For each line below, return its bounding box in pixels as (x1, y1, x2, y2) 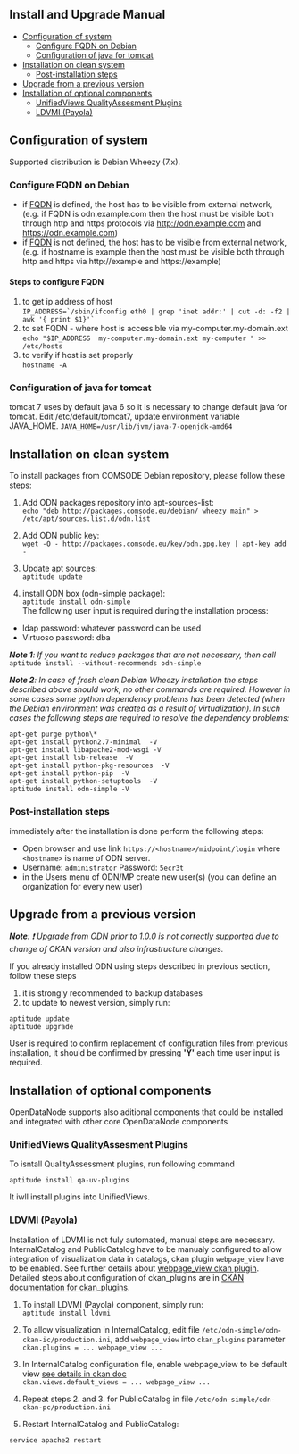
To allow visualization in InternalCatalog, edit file (21, 1324, 200, 1334)
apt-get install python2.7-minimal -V (9, 738, 158, 747)
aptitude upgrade (9, 1023, 74, 1032)
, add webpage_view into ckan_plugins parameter (110, 1333, 286, 1344)
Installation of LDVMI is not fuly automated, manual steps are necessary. (9, 1234, 275, 1245)
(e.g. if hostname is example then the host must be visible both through (21, 246, 285, 257)
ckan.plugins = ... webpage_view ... (21, 1343, 163, 1352)
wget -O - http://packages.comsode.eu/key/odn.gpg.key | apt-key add (21, 539, 287, 548)
